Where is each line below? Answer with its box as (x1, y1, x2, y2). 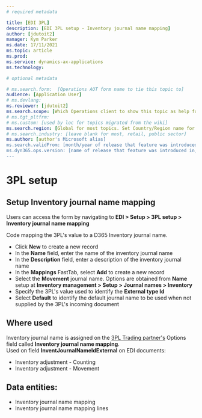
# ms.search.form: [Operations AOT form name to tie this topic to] (6, 86, 185, 92)
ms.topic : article (6, 48, 52, 54)
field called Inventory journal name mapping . (6, 340, 120, 348)
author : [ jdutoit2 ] (6, 31, 55, 37)
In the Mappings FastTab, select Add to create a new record (14, 268, 165, 275)
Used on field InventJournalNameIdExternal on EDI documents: (6, 346, 167, 354)
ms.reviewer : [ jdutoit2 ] (6, 103, 69, 109)
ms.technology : (6, 64, 44, 70)
